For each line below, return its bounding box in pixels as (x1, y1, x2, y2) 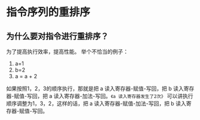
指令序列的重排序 (6, 5, 91, 19)
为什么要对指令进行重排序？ (6, 31, 109, 41)
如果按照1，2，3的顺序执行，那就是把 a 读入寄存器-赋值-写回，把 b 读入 (6, 85, 184, 92)
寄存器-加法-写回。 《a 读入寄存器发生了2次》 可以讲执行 (63, 93, 193, 99)
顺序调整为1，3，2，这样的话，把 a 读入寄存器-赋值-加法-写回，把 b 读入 (6, 100, 187, 107)
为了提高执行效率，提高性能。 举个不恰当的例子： (6, 48, 129, 55)
